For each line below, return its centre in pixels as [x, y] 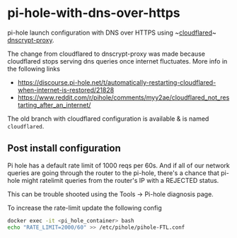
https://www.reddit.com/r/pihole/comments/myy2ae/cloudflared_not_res [123, 97]
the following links [34, 69]
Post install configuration [64, 149]
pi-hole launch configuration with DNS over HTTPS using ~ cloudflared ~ [112, 32]
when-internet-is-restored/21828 [66, 90]
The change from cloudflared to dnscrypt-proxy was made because [106, 54]
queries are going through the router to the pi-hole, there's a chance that [113, 173]
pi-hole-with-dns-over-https [94, 13]
